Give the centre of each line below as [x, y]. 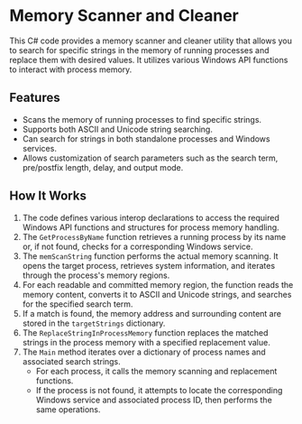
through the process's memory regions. [96, 275]
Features [35, 98]
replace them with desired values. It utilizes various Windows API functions [149, 60]
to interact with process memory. [71, 69]
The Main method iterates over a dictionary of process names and [144, 352]
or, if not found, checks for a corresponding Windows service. [138, 246]
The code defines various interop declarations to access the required [151, 217]
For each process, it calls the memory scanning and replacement [156, 371]
